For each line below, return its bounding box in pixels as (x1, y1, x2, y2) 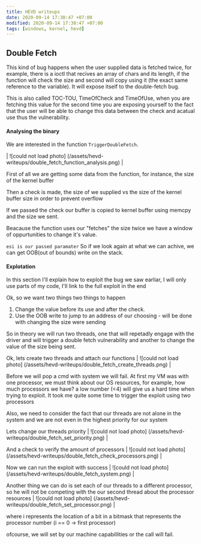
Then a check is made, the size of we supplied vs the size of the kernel (6, 189, 182, 196)
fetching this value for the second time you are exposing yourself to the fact (6, 101, 194, 108)
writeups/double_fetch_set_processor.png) (6, 501, 112, 509)
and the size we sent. (6, 213, 59, 220)
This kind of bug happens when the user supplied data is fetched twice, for (6, 64, 192, 71)
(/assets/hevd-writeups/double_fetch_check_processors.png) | (6, 452, 162, 460)
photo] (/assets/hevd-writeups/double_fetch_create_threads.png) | (6, 361, 171, 368)
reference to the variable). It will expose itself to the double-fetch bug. (6, 83, 180, 90)
